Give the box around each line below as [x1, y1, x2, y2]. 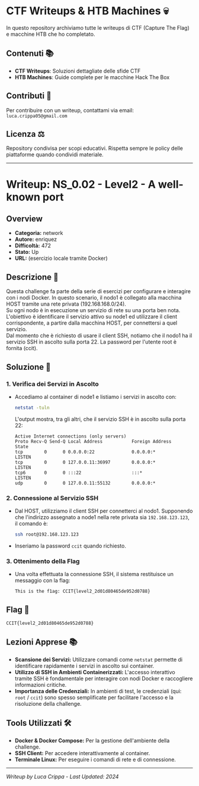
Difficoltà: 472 [14, 242, 52, 249]
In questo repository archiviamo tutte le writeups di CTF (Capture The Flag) [6, 24, 190, 31]
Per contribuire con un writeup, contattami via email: [6, 106, 134, 114]
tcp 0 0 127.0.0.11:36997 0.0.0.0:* [14, 459, 156, 465]
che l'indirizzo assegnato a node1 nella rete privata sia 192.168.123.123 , [14, 514, 190, 521]
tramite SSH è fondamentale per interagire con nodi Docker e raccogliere [14, 675, 193, 682]
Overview [6, 213, 43, 224]
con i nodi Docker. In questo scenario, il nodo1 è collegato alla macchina [6, 294, 182, 301]
